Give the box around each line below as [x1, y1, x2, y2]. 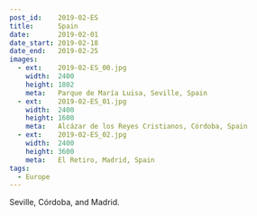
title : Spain [9, 22, 78, 31]
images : [9, 55, 39, 64]
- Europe [17, 172, 50, 181]
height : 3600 [25, 147, 75, 156]
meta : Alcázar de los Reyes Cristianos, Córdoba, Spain [25, 122, 248, 131]
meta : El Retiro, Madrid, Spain [25, 155, 155, 165]
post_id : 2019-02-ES [9, 13, 99, 22]
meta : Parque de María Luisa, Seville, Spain [25, 88, 207, 97]
